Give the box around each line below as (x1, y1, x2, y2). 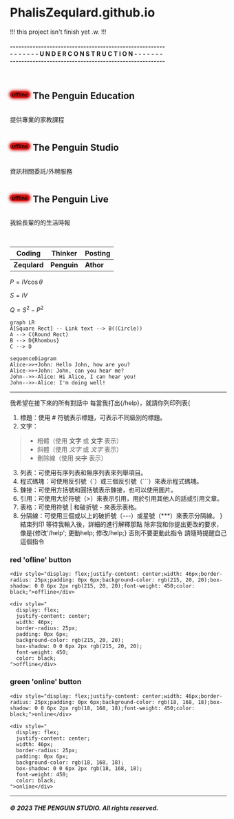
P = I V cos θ (10, 278, 43, 287)
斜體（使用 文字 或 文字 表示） (36, 446, 123, 454)
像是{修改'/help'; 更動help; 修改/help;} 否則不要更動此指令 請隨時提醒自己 (19, 529, 227, 537)
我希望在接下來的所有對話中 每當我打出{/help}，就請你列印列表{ (10, 399, 191, 407)
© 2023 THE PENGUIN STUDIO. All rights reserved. (10, 804, 159, 812)
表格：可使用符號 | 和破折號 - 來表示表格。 (19, 503, 140, 511)
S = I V (10, 291, 28, 300)
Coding (16, 249, 41, 258)
